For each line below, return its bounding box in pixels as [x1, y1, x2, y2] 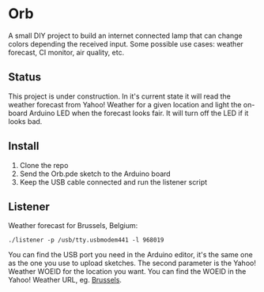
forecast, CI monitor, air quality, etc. [8, 47, 125, 57]
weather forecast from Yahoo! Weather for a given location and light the [8, 99, 242, 109]
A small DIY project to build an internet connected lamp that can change [8, 31, 243, 40]
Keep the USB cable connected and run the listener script [19, 177, 208, 186]
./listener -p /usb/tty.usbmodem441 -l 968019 [8, 236, 164, 245]
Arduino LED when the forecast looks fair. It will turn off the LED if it [28, 108, 249, 118]
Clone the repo [19, 160, 69, 170]
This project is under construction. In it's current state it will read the [8, 92, 231, 101]
